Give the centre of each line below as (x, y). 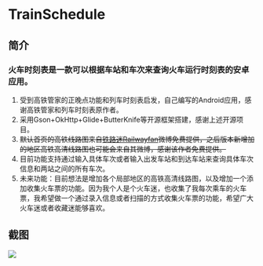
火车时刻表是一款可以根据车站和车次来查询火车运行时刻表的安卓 (129, 70)
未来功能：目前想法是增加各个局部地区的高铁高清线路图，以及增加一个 (133, 178)
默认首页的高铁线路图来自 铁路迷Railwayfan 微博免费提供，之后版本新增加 (137, 139)
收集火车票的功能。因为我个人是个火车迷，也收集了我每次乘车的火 (133, 188)
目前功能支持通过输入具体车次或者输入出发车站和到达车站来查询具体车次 (136, 159)
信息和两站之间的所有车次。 (64, 168)
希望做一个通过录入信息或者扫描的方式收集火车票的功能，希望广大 (147, 198)
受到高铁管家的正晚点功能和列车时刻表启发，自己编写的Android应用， (132, 100)
